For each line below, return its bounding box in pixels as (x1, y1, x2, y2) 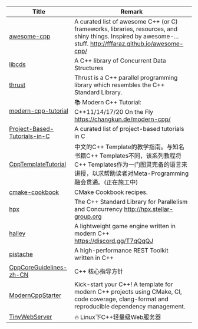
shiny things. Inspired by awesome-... (74, 32, 179, 40)
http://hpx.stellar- (124, 205, 174, 213)
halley (9, 229, 26, 238)
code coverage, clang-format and (74, 295, 169, 303)
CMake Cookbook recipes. (74, 188, 148, 196)
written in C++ (74, 254, 114, 262)
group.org (74, 212, 102, 221)
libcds (9, 60, 26, 68)
